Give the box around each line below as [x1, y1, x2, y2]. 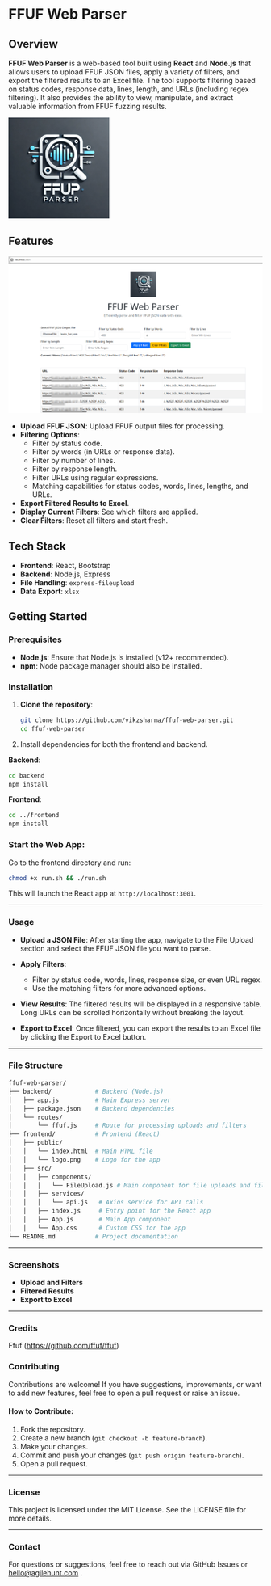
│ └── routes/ [8, 1113, 63, 1121]
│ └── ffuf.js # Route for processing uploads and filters [8, 1121, 248, 1130]
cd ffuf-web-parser [19, 724, 86, 732]
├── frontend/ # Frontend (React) [8, 1130, 161, 1138]
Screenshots [8, 1259, 60, 1270]
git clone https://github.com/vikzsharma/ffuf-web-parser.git [19, 716, 234, 724]
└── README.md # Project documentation [8, 1232, 179, 1241]
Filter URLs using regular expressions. [31, 473, 159, 483]
